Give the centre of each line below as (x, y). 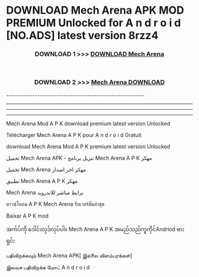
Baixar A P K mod (28, 216)
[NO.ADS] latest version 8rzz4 (82, 36)
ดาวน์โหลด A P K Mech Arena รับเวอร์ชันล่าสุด (55, 204)
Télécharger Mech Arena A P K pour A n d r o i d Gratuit (74, 135)
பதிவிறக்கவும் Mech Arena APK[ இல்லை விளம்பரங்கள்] (69, 255)
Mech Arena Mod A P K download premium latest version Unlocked (88, 123)
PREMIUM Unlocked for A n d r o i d (94, 23)
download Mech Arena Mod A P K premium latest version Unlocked (88, 147)
